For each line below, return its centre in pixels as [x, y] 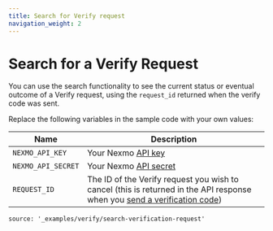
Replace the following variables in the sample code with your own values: [131, 120]
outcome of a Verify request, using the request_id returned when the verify [134, 95]
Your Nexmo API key [126, 153]
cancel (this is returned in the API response [169, 190]
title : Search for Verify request [67, 16]
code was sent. [34, 103]
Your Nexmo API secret [131, 166]
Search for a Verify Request [104, 64]
